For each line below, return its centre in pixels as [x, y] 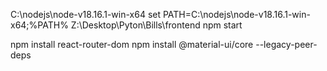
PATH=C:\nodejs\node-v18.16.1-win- [236, 14]
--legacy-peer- [286, 44]
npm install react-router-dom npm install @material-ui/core [132, 44]
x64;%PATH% [39, 25]
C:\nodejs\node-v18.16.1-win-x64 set [86, 14]
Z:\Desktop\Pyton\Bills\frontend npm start [156, 25]
